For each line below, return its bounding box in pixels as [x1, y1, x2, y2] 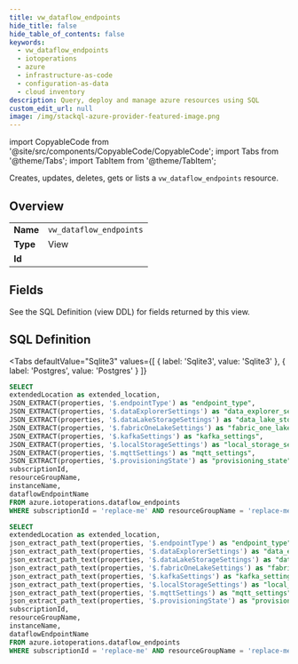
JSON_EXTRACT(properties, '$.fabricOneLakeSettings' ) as [9, 423, 224, 432]
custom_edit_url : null [9, 104, 93, 113]
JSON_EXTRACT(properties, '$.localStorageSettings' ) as [9, 440, 220, 449]
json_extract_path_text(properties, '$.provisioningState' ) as [9, 596, 248, 605]
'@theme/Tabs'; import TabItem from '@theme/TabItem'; [9, 156, 216, 166]
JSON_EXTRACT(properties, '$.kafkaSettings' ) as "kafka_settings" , [9, 432, 264, 441]
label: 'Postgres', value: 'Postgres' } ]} [9, 365, 147, 376]
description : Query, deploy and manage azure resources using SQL [9, 95, 260, 105]
